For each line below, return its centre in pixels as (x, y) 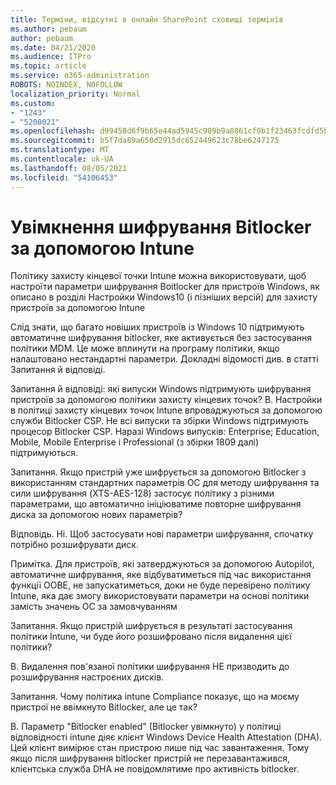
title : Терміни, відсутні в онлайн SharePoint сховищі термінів (147, 19)
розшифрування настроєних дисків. (87, 677)
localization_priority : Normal (75, 94)
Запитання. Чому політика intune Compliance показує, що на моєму (155, 697)
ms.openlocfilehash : (53, 131)
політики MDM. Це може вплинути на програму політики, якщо (145, 348)
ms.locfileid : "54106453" (64, 177)
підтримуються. (44, 453)
